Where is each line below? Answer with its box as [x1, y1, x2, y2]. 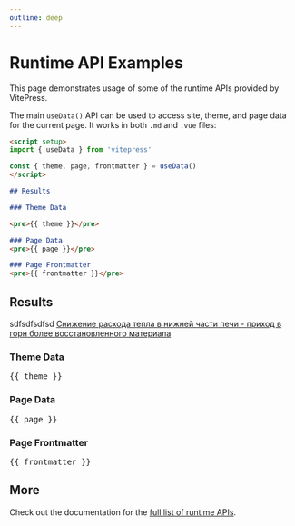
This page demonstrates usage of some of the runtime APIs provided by [9, 83, 280, 94]
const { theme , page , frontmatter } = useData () [9, 162, 197, 171]
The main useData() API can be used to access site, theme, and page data [9, 110, 288, 121]
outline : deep [9, 13, 64, 23]
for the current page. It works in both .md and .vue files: [9, 119, 217, 130]
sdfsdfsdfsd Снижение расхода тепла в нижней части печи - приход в [9, 319, 282, 329]
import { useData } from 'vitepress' [9, 145, 152, 154]
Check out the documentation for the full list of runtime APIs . [9, 506, 237, 518]
